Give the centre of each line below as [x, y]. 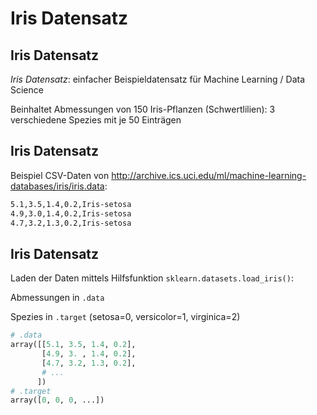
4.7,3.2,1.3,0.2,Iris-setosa [71, 223]
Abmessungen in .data [57, 298]
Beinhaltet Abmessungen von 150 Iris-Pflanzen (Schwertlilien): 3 [143, 109]
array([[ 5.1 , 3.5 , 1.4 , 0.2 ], [73, 345]
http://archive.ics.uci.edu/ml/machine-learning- [209, 175]
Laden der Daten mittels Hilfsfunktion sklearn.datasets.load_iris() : [152, 278]
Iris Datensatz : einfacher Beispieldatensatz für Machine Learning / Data [158, 79]
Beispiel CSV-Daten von [60, 175]
